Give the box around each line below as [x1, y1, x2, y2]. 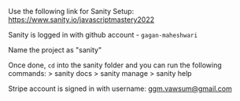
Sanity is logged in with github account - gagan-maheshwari [8, 31, 198, 39]
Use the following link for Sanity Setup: [8, 7, 135, 16]
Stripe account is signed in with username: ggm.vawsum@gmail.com [8, 84, 232, 93]
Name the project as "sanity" [8, 45, 102, 54]
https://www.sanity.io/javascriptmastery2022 [8, 15, 155, 24]
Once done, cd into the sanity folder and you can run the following [8, 60, 222, 70]
